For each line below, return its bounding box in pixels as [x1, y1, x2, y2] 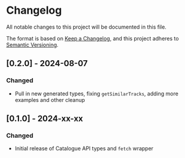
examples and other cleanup [14, 96, 85, 103]
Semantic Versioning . [6, 41, 58, 48]
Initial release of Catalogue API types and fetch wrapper [14, 145, 154, 152]
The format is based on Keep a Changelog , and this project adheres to [6, 35, 179, 42]
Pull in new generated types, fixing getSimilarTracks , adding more [14, 90, 179, 97]
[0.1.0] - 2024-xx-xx [6, 114, 84, 124]
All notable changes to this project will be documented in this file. [6, 23, 167, 30]
